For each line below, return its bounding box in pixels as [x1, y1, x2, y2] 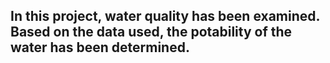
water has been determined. [10, 39, 190, 56]
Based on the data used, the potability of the [10, 24, 293, 41]
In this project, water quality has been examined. [10, 8, 320, 25]
